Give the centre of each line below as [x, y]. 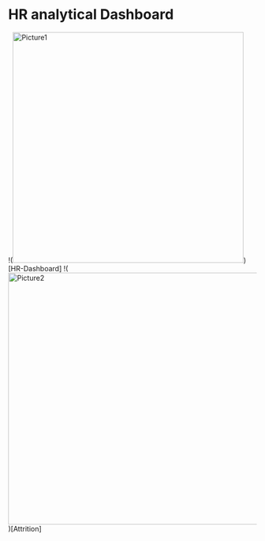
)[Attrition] [25, 528]
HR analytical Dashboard [91, 15]
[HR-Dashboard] [35, 268]
